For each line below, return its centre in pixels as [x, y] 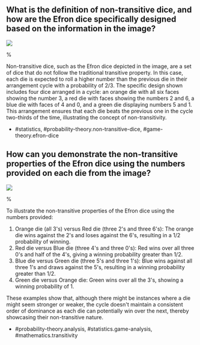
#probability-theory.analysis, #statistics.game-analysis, [83, 329]
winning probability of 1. [44, 286]
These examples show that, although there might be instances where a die [98, 298]
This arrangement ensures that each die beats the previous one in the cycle [100, 111]
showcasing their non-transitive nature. [55, 317]
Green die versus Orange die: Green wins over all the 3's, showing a [99, 280]
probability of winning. [43, 241]
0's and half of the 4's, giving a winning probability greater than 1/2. [99, 254]
